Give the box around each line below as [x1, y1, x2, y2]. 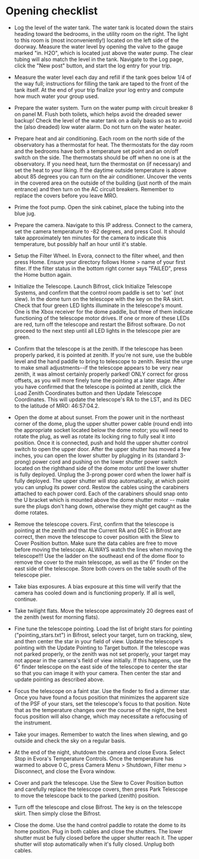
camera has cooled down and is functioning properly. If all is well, [14, 589, 176, 596]
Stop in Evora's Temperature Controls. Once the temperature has [14, 754, 174, 762]
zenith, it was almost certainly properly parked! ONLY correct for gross [14, 370, 188, 378]
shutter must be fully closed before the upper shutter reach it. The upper [14, 834, 193, 841]
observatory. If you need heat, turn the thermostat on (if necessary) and [14, 160, 191, 167]
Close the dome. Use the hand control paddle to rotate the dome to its [14, 821, 186, 829]
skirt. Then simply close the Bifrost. [14, 809, 102, 817]
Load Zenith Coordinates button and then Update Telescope [14, 389, 162, 397]
